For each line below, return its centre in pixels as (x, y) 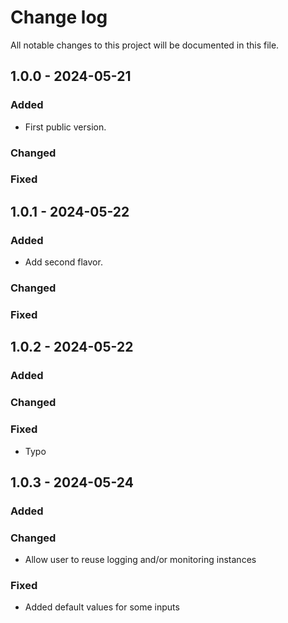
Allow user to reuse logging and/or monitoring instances (140, 560)
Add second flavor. (63, 262)
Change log (59, 17)
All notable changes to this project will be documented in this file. (145, 45)
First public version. (65, 127)
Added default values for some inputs (102, 607)
